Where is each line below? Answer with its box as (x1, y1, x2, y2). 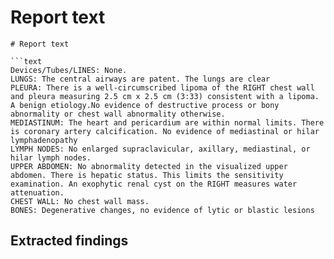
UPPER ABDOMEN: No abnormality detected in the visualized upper (10, 161, 288, 171)
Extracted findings (10, 232, 129, 250)
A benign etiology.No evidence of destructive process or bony (10, 100, 280, 110)
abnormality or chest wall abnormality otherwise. (10, 109, 226, 119)
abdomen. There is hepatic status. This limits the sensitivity (10, 170, 284, 180)
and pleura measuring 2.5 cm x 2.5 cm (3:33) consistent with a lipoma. (10, 91, 320, 101)
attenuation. (10, 187, 65, 198)
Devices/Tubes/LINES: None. (10, 65, 128, 75)
